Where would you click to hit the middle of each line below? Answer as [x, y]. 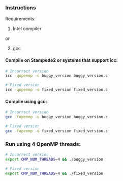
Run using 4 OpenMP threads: [43, 144]
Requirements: [20, 19]
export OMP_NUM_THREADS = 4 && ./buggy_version [54, 159]
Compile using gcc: [26, 101]
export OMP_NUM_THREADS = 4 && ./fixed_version [54, 173]
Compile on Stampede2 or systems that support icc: [61, 60]
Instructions [21, 8]
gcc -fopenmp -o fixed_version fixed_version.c [57, 131]
